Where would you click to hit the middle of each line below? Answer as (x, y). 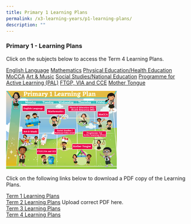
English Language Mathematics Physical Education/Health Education (89, 70)
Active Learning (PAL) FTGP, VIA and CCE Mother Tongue (76, 83)
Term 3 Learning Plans (33, 209)
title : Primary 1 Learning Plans (47, 12)
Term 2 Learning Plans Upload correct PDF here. (65, 202)
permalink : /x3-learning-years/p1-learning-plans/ (69, 18)
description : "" (26, 25)
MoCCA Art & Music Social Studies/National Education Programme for (91, 76)
